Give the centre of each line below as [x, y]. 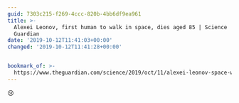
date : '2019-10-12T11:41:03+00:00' [60, 40]
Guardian [27, 34]
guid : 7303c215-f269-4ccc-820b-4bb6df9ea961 [74, 14]
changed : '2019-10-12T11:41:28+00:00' [65, 47]
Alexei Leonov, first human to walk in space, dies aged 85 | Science [121, 27]
